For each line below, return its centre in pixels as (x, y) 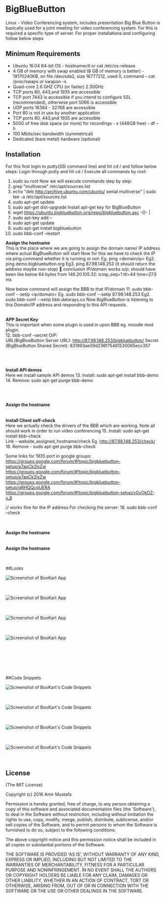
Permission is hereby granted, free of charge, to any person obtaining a (78, 804)
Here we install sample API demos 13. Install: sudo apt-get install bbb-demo (82, 375)
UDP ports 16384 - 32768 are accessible (54, 107)
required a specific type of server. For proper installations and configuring (80, 33)
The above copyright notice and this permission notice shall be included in (81, 839)
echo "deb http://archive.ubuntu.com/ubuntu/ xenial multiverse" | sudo (84, 191)
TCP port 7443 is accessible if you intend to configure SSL (72, 97)
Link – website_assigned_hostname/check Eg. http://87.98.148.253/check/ (81, 441)
